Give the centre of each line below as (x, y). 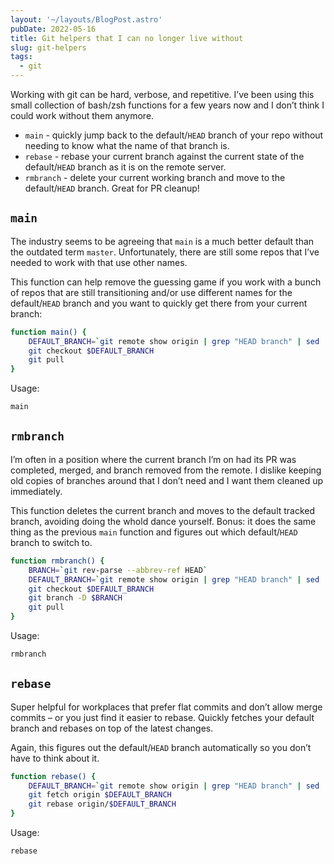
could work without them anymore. (82, 115)
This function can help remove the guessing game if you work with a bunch (166, 282)
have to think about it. (55, 758)
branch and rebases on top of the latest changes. (112, 728)
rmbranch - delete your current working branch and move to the (155, 177)
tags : (21, 57)
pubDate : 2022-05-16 (53, 29)
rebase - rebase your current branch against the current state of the (164, 156)
